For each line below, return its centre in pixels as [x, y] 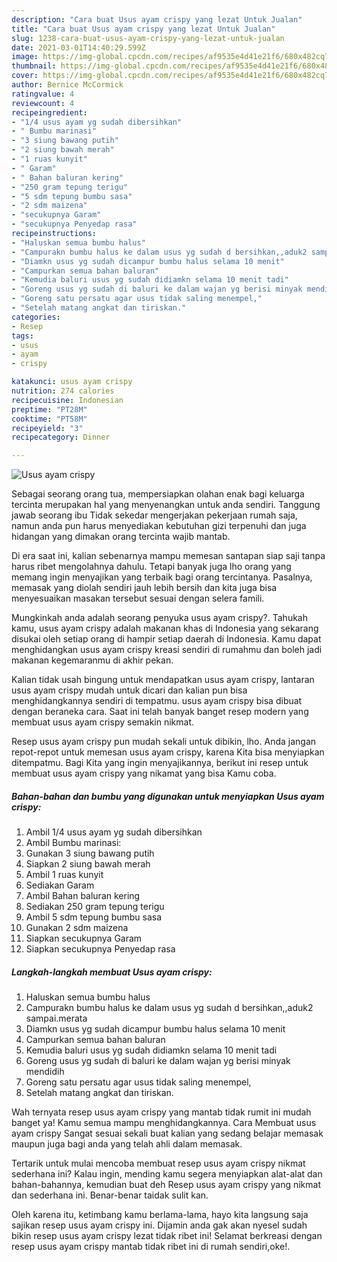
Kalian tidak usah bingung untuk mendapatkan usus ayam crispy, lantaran [163, 680]
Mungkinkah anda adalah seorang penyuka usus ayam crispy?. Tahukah [159, 618]
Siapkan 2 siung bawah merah [88, 864]
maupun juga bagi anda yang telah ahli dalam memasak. [127, 1144]
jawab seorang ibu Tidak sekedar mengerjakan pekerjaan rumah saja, [154, 515]
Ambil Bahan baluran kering [83, 896]
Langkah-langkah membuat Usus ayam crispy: [112, 972]
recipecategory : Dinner [61, 437]
